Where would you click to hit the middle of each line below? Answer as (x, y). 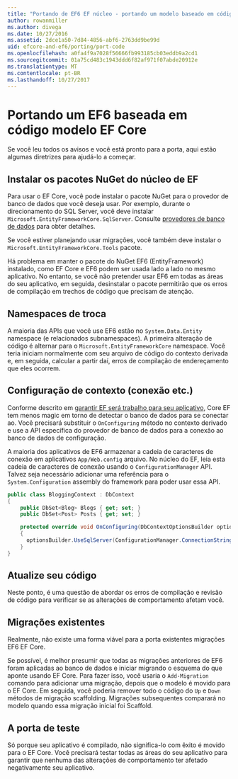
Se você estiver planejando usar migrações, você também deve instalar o (114, 240)
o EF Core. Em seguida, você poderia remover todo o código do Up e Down (114, 690)
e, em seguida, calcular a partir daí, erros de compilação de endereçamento (118, 360)
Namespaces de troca (57, 313)
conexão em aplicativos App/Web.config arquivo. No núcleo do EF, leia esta (116, 459)
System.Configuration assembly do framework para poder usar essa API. (114, 482)
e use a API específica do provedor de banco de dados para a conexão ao (115, 430)
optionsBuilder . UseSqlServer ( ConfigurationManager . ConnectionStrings (131, 540)
